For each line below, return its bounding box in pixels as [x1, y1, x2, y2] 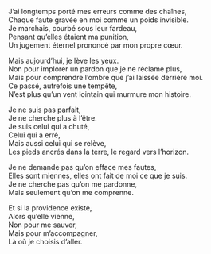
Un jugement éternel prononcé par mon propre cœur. [8, 40, 183, 50]
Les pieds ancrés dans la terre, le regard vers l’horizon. [8, 147, 190, 156]
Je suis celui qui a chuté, [8, 122, 90, 131]
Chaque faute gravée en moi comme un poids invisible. [8, 15, 190, 25]
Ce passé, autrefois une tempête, [8, 81, 118, 90]
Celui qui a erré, [8, 130, 61, 140]
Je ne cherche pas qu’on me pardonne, [8, 179, 138, 189]
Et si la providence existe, [8, 203, 92, 213]
